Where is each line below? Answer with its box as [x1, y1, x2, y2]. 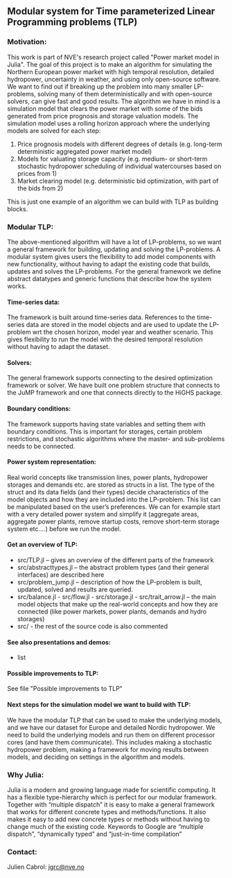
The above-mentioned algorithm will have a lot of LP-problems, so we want [7, 238, 222, 246]
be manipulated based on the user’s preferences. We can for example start [7, 502, 221, 511]
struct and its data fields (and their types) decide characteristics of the [7, 487, 209, 496]
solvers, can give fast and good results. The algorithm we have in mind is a [7, 97, 221, 105]
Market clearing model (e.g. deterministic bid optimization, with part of [17, 177, 219, 185]
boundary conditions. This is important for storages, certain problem [7, 427, 203, 436]
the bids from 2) [17, 183, 64, 192]
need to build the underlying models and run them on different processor [7, 731, 215, 739]
